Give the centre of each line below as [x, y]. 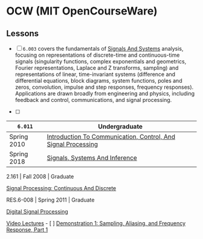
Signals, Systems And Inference [92, 158]
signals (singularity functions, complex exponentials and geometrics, [101, 61]
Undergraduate [120, 126]
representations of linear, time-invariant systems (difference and [95, 74]
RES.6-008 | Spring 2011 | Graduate [50, 200]
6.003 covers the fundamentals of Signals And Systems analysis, [103, 49]
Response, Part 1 [27, 230]
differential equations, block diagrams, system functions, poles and [98, 81]
